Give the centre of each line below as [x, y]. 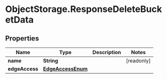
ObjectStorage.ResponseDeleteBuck [84, 9]
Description [107, 52]
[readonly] [138, 61]
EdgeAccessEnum [65, 69]
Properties [22, 38]
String [51, 61]
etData [20, 20]
